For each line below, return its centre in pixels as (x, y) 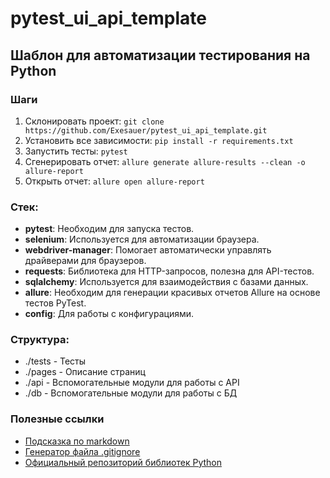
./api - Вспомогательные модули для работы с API (132, 383)
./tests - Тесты (55, 361)
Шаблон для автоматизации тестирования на (160, 55)
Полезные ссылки (57, 419)
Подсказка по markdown (77, 441)
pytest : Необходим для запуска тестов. (109, 229)
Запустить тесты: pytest (76, 151)
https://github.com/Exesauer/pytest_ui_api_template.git (146, 130)
